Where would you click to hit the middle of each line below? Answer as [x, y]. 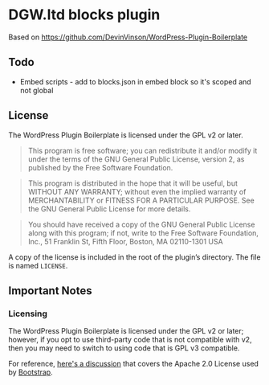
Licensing [28, 313]
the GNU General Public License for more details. [109, 209]
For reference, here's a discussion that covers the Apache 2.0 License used [134, 364]
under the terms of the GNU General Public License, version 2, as [136, 159]
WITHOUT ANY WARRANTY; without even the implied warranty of [137, 191]
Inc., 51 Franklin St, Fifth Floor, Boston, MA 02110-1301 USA [125, 241]
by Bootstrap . [31, 372]
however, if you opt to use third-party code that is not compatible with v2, [130, 340]
